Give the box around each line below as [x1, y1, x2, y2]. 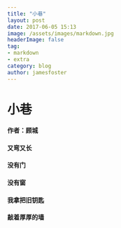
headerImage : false [7, 36, 64, 43]
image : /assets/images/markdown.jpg [7, 29, 114, 37]
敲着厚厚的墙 [7, 213, 44, 222]
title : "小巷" [7, 10, 47, 18]
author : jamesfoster [7, 69, 68, 76]
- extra [7, 56, 30, 63]
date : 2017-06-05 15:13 [7, 23, 77, 30]
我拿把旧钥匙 [7, 196, 44, 204]
